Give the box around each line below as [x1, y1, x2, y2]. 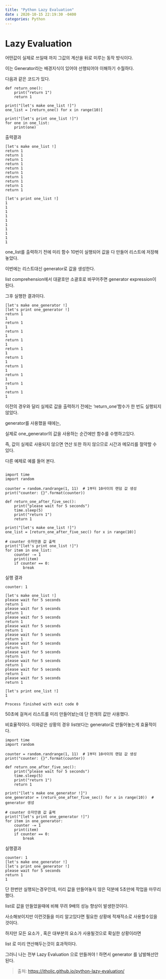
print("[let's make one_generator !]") [5, 791, 88, 796]
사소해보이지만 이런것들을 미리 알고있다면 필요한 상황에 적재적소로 [5, 914, 133, 919]
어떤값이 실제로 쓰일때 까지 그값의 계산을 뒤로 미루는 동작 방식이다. [5, 55, 133, 61]
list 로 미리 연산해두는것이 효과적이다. [5, 941, 77, 947]
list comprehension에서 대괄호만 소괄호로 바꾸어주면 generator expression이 [5, 276, 157, 282]
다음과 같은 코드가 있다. [5, 76, 51, 82]
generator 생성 [5, 800, 35, 805]
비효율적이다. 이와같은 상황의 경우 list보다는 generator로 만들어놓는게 [5, 721, 140, 727]
